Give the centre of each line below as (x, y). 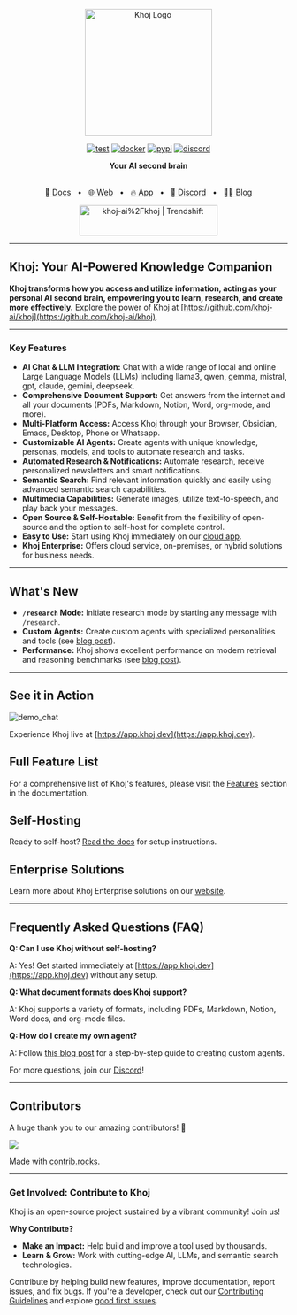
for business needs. (58, 555)
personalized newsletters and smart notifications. (112, 471)
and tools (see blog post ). (69, 641)
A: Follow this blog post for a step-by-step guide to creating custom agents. (147, 1052)
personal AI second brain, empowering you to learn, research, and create (146, 297)
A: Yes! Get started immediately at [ (74, 965)
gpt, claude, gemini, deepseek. (78, 386)
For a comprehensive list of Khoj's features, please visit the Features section (148, 783)
